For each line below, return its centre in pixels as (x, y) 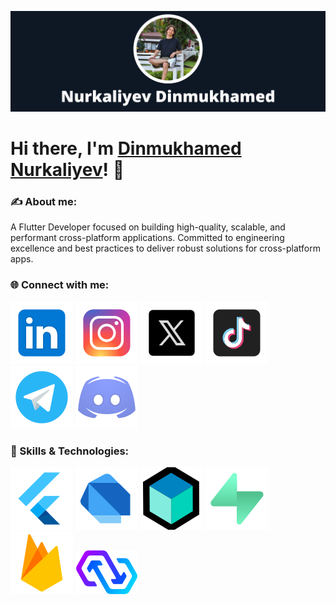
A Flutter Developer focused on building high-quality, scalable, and (148, 227)
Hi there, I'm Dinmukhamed (126, 148)
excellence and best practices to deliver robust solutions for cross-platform (165, 248)
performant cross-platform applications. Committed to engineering (147, 238)
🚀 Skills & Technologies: (70, 451)
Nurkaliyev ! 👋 (67, 170)
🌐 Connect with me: (60, 285)
